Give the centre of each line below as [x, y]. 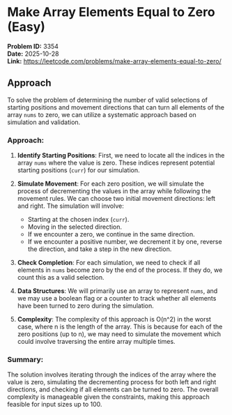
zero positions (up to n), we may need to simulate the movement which [119, 334]
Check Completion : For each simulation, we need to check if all [109, 263]
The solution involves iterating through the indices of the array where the [112, 375]
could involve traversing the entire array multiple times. [96, 342]
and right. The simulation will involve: [70, 206]
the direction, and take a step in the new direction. [100, 249]
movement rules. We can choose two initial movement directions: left [116, 199]
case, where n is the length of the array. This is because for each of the [120, 327]
